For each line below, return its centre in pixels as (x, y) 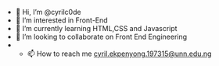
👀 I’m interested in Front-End (61, 20)
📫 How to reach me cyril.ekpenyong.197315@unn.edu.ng (119, 54)
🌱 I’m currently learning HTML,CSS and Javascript (96, 28)
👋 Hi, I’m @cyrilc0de (48, 12)
